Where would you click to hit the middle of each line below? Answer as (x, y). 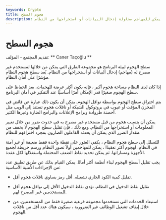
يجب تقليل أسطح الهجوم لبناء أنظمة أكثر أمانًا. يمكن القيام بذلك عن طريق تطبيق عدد (83, 162)
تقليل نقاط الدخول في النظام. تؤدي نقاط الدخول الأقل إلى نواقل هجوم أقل (81, 187)
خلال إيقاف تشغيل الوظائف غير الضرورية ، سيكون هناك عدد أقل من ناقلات (81, 207)
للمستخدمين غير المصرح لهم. (40, 192)
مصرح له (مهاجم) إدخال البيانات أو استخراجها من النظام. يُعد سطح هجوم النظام (78, 72)
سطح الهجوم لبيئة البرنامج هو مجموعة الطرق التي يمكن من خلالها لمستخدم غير (78, 67)
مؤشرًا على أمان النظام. (28, 77)
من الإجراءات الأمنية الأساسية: (33, 167)
